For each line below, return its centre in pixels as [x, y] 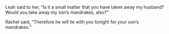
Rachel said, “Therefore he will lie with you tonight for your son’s [72, 22]
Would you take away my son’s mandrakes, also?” [57, 12]
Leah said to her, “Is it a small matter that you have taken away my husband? [85, 7]
